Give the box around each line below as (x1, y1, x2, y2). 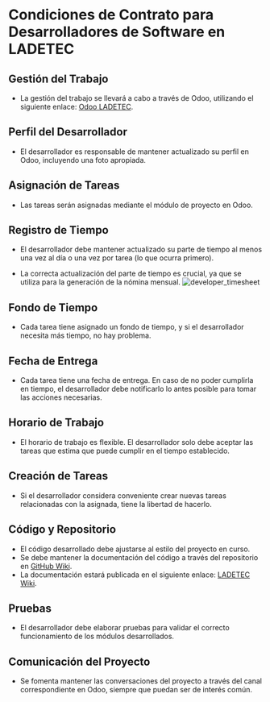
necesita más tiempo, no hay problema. (19, 330, 152, 340)
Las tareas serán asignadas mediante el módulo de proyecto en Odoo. (19, 200, 254, 210)
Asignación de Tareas (8, 179, 120, 193)
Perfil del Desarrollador (8, 125, 127, 139)
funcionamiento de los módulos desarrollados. (19, 631, 175, 642)
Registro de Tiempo (8, 223, 109, 237)
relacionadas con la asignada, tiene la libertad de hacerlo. (19, 499, 212, 509)
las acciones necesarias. (19, 393, 102, 402)
